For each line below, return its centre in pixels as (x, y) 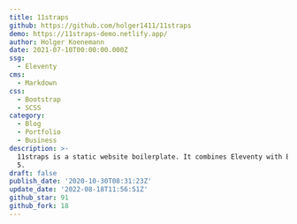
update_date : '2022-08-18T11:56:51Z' (79, 190)
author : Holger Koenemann (57, 42)
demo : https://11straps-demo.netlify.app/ (88, 34)
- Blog (29, 124)
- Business (37, 140)
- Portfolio (39, 132)
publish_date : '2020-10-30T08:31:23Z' (80, 182)
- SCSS (29, 108)
